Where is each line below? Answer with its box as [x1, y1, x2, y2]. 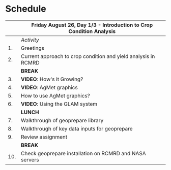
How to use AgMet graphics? [21, 92, 91, 99]
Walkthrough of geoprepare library [21, 117, 104, 124]
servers [21, 156, 39, 163]
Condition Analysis [68, 27, 116, 35]
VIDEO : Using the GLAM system [21, 100, 98, 107]
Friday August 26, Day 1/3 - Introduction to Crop [31, 21, 153, 28]
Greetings [21, 44, 45, 51]
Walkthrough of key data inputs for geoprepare [21, 125, 133, 132]
